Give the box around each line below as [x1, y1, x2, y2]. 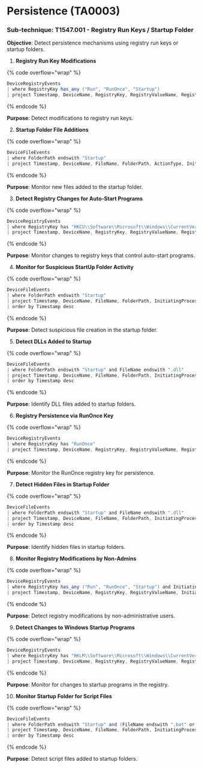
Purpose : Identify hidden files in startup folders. [7, 543, 125, 551]
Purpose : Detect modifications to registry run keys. [7, 114, 134, 122]
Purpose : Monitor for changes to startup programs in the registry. [7, 681, 170, 688]
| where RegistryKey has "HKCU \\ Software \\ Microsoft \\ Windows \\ [7, 224, 171, 230]
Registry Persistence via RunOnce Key [15, 412, 114, 420]
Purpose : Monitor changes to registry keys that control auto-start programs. [7, 252, 195, 259]
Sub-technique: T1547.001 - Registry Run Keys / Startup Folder [7, 26, 194, 34]
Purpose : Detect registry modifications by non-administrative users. [7, 612, 176, 619]
